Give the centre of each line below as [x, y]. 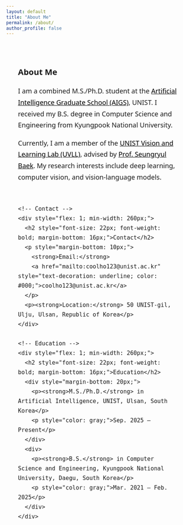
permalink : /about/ [30, 22]
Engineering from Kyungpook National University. [95, 125]
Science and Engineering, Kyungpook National [91, 469]
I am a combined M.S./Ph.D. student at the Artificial [97, 91]
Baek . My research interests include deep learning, [97, 166]
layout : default [26, 12]
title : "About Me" [29, 17]
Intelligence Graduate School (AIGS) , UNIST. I [88, 102]
